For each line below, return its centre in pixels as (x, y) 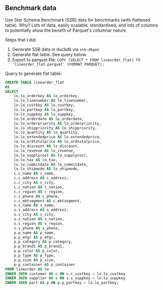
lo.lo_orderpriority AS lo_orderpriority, (58, 123)
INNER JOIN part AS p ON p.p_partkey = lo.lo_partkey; (62, 283)
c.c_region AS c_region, (39, 192)
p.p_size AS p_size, (35, 260)
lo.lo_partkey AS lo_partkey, (45, 110)
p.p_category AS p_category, (43, 242)
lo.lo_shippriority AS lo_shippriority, (55, 128)
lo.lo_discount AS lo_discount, (47, 146)
